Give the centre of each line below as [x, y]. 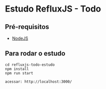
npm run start [19, 73]
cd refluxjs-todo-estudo [30, 65]
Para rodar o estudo [35, 53]
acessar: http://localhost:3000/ [39, 82]
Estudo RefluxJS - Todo [53, 9]
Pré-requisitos [27, 27]
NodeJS [20, 38]
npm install [17, 69]
